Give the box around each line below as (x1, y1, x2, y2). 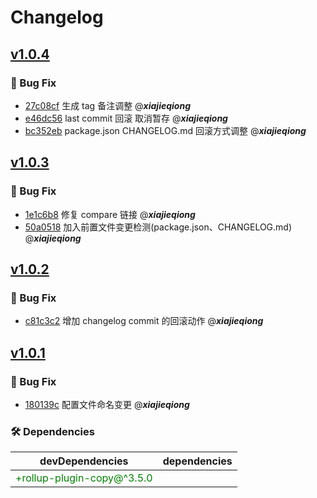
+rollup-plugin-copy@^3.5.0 (15, 471, 153, 485)
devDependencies (39, 454, 129, 468)
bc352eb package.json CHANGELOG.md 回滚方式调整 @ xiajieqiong (24, 124, 307, 136)
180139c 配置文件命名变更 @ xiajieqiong (24, 398, 190, 410)
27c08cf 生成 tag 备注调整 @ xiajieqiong (24, 99, 191, 111)
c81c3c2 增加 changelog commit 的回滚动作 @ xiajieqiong (24, 315, 264, 327)
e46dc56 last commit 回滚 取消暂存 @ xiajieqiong (24, 112, 228, 124)
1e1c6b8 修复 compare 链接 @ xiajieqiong (24, 208, 196, 220)
